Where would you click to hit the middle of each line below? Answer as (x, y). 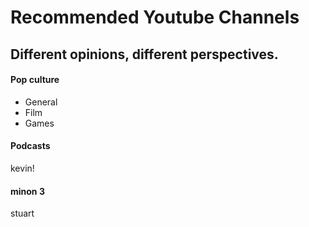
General (41, 102)
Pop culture (35, 80)
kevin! (22, 168)
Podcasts (30, 146)
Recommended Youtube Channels (155, 17)
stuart (22, 213)
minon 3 (27, 191)
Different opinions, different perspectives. (144, 54)
